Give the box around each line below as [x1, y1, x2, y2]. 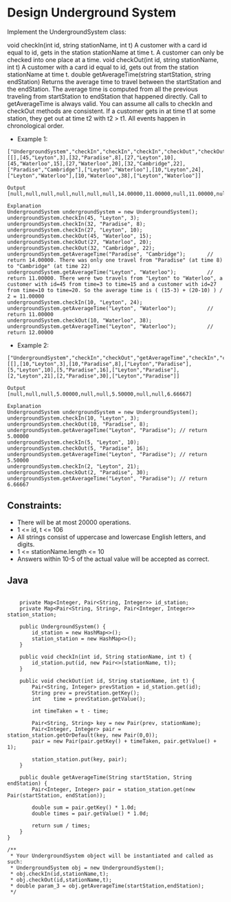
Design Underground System [7, 5, 177, 21]
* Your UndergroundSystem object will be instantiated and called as [10, 852, 214, 859]
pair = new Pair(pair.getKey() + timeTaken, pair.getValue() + [32, 737, 217, 745]
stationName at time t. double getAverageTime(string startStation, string [7, 70, 211, 79]
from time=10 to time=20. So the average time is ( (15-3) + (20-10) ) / [7, 287, 223, 294]
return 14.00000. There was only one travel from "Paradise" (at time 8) [7, 256, 223, 263]
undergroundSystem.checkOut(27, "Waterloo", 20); [7, 238, 153, 245]
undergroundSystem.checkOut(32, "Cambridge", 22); [7, 245, 155, 252]
